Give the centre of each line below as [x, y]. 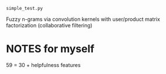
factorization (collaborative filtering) [49, 25]
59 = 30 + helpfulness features [43, 65]
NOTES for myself [50, 49]
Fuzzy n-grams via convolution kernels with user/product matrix [83, 19]
